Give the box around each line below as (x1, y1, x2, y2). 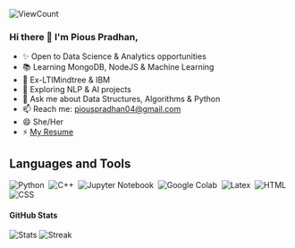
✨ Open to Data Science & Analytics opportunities (21, 51, 207, 62)
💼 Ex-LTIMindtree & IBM (21, 74, 110, 85)
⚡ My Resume (21, 126, 74, 138)
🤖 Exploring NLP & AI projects (21, 84, 131, 95)
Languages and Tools (9, 156, 131, 171)
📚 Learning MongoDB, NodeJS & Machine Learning (21, 62, 215, 73)
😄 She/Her (21, 116, 64, 127)
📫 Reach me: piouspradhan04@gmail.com (21, 104, 181, 115)
